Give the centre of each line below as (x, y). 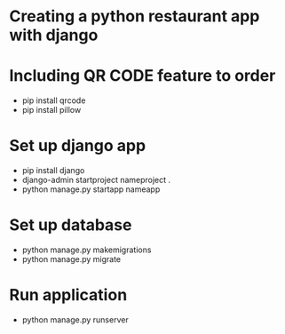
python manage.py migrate (71, 259)
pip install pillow (51, 110)
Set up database (71, 225)
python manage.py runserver (75, 319)
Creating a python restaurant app (135, 16)
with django (54, 35)
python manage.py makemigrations (87, 250)
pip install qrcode (54, 100)
